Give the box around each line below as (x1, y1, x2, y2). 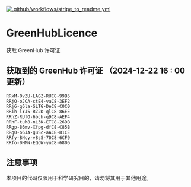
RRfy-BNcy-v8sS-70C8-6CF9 (6, 134, 70, 141)
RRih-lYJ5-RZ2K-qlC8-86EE (6, 109, 70, 115)
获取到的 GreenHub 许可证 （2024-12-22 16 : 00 (6, 66, 186, 76)
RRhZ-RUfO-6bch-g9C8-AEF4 (6, 113, 70, 120)
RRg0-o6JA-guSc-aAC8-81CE (6, 129, 70, 135)
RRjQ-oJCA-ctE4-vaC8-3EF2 (6, 98, 70, 104)
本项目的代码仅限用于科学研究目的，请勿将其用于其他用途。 (6, 174, 152, 181)
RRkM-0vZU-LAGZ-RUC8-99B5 (6, 93, 70, 99)
